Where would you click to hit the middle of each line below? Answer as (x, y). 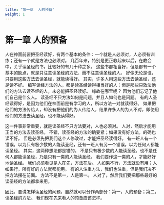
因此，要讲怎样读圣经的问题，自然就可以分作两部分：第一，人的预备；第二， (82, 192)
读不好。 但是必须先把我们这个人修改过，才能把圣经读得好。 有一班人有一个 (81, 138)
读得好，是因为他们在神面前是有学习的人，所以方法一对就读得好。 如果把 (82, 103)
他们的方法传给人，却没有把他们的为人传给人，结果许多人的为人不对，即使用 (82, 110)
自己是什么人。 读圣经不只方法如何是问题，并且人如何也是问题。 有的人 (81, 97)
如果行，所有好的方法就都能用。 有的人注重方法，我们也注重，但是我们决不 (81, 169)
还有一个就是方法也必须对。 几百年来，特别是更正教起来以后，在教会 (82, 61)
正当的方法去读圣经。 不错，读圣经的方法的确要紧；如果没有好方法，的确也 (81, 132)
